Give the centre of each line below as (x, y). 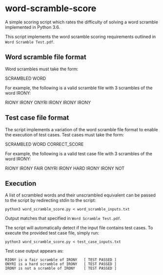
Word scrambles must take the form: (42, 69)
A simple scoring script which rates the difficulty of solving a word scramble (82, 22)
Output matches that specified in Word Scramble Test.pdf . (63, 218)
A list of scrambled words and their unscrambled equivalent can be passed (81, 195)
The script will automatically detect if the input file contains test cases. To (79, 228)
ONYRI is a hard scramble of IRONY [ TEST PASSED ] (61, 264)
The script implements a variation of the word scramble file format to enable (81, 129)
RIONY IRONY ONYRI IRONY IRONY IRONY (48, 102)
